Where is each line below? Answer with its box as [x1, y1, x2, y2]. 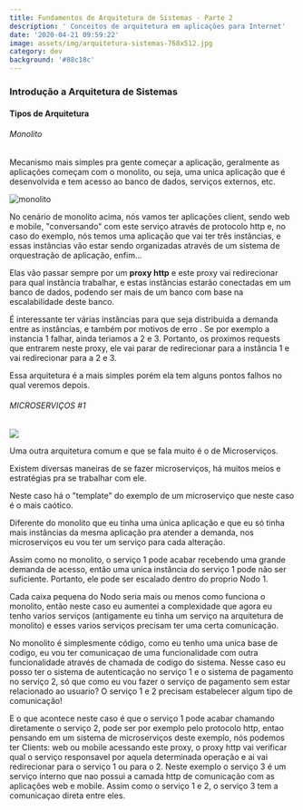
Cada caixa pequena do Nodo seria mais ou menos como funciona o [9, 590, 266, 601]
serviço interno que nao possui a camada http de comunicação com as [9, 770, 275, 781]
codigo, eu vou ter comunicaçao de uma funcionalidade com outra [9, 647, 259, 658]
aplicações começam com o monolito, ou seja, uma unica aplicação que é [9, 166, 286, 177]
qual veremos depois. [9, 379, 91, 390]
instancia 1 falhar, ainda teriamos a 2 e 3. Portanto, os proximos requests [9, 333, 281, 344]
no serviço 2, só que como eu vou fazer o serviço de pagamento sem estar [9, 676, 290, 687]
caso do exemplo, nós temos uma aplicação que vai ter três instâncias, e [9, 230, 281, 241]
